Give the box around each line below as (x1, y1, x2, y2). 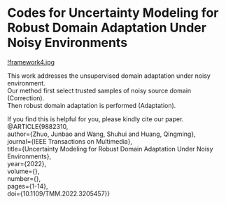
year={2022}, (7, 159, 47, 168)
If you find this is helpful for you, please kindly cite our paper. (7, 114, 184, 123)
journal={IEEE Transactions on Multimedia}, (7, 137, 133, 145)
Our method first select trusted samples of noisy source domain (7, 86, 192, 95)
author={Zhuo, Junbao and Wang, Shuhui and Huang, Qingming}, (7, 130, 196, 138)
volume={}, (7, 167, 40, 175)
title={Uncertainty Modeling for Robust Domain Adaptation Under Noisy (7, 144, 213, 153)
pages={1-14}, (7, 182, 48, 190)
